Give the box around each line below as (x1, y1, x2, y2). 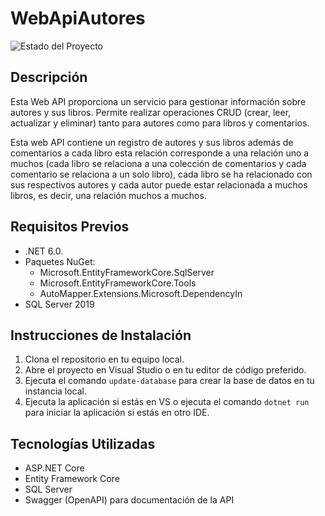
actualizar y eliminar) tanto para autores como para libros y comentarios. (10, 117, 310, 129)
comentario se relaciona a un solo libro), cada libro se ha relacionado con (10, 168, 313, 180)
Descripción (10, 69, 88, 86)
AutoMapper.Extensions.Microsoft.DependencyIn (39, 287, 243, 299)
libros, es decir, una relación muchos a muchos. (10, 189, 207, 201)
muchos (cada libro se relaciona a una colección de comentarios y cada (10, 157, 307, 169)
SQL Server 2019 (24, 298, 95, 310)
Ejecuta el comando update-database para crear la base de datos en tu (24, 375, 315, 387)
